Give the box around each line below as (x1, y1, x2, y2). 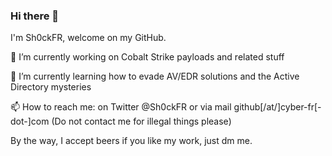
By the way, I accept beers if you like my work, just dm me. (10, 135, 253, 147)
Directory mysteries (10, 81, 92, 93)
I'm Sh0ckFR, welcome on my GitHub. (10, 32, 167, 44)
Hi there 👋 (10, 9, 60, 23)
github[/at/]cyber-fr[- (233, 101, 322, 113)
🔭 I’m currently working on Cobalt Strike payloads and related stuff (10, 51, 285, 63)
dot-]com (10, 115, 50, 128)
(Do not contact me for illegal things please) (51, 115, 232, 128)
